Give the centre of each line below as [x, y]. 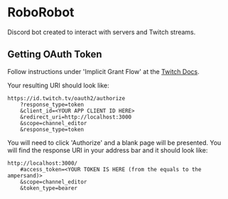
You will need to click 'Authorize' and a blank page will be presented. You [114, 142]
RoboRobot [41, 12]
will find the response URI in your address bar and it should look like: [108, 150]
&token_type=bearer [49, 188]
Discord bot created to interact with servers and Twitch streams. [102, 32]
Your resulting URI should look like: [59, 85]
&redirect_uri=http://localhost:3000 [76, 117]
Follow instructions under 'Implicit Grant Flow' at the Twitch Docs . [104, 71]
